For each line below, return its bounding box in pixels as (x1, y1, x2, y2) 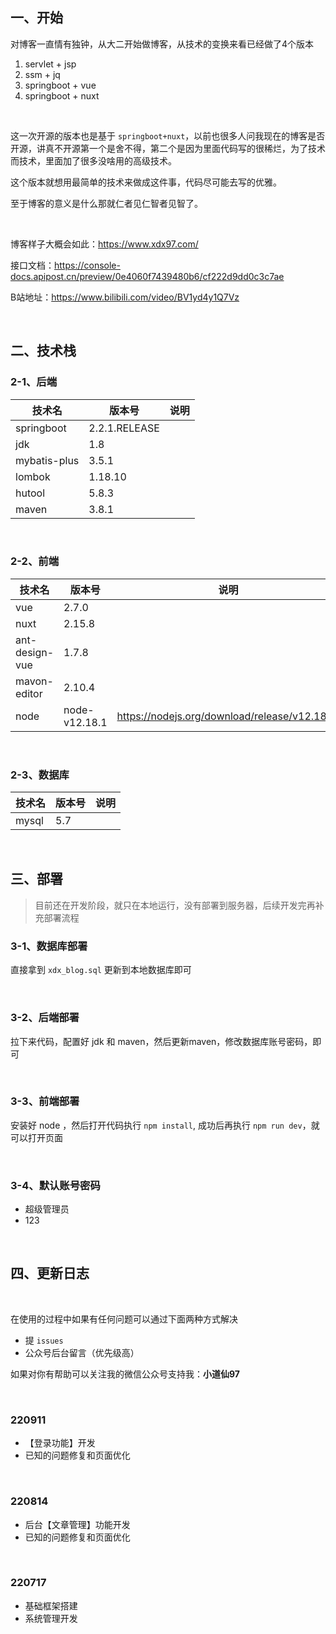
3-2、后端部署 (10, 1011, 80, 1025)
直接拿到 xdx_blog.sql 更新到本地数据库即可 (10, 964, 192, 976)
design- (15, 645, 55, 659)
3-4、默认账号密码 (10, 1178, 101, 1192)
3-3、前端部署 (10, 1094, 80, 1108)
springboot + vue (24, 79, 97, 91)
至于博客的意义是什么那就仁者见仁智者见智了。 (10, 197, 203, 209)
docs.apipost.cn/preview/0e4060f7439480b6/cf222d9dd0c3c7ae (10, 270, 285, 282)
